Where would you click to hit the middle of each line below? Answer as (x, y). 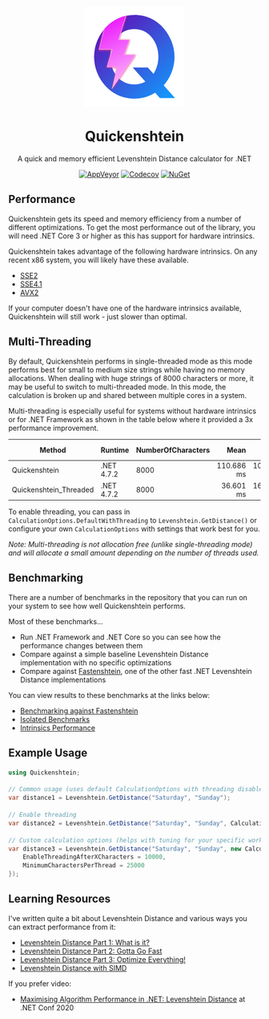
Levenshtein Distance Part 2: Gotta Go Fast (91, 951)
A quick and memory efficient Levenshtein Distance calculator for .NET (134, 158)
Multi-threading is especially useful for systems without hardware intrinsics (132, 411)
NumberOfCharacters (173, 450)
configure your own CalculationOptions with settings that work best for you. (134, 529)
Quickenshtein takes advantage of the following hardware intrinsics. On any (133, 251)
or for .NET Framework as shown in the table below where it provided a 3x (131, 419)
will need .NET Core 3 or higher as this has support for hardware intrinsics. (132, 236)
